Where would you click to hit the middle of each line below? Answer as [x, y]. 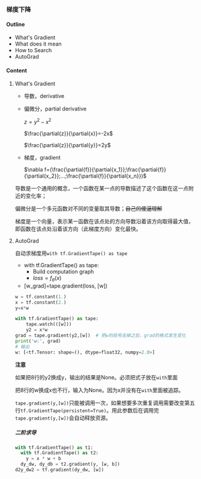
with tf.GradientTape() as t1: [54, 447]
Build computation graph [63, 271]
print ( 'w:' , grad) [38, 341]
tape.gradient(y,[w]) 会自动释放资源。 [63, 418]
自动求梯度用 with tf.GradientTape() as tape [71, 253]
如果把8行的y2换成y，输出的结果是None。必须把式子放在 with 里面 [96, 377]
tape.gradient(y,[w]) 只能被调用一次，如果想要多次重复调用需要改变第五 [105, 403]
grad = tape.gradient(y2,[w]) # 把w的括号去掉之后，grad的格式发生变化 [100, 336]
